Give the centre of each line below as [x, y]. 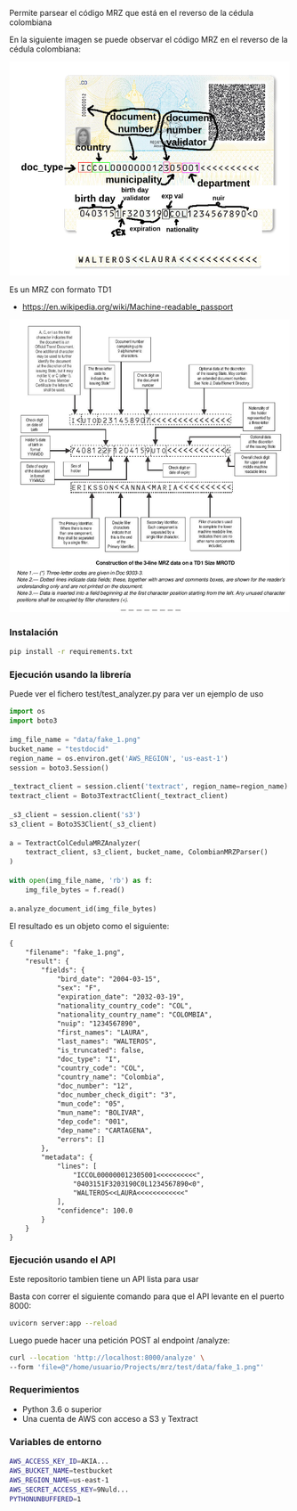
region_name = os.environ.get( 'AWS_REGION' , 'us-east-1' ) [119, 758]
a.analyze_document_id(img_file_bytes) [83, 909]
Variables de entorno [56, 1442]
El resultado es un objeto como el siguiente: [89, 926]
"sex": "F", [79, 988]
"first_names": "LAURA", [103, 1033]
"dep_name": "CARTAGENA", [104, 1131]
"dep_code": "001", [92, 1122]
